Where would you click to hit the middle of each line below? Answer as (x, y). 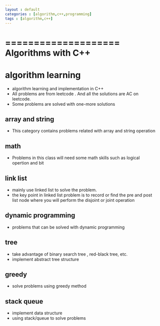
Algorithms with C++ (48, 53)
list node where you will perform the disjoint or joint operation (73, 200)
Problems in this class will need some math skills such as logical (76, 158)
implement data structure (37, 313)
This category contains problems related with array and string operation (84, 131)
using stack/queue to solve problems (49, 318)
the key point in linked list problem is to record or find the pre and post (82, 195)
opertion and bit (28, 163)
